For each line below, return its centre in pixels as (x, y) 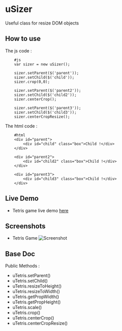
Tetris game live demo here (40, 210)
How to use (23, 39)
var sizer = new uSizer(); (42, 64)
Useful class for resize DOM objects (42, 23)
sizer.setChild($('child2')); (46, 95)
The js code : (19, 50)
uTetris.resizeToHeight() (37, 286)
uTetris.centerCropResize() (40, 324)
